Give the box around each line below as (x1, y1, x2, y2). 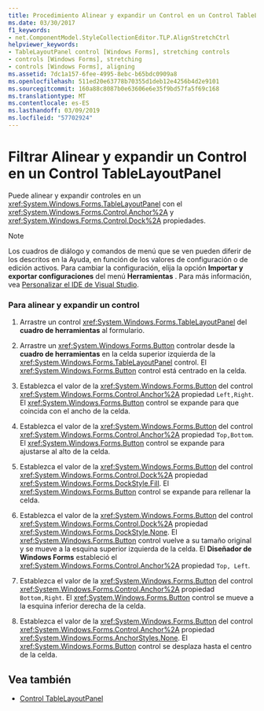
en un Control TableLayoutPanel (8, 165, 222, 183)
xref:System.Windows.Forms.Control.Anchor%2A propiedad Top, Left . (19, 561, 251, 571)
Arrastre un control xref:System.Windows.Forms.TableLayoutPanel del (19, 317, 247, 327)
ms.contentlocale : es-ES (8, 99, 90, 107)
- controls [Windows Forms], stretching (8, 56, 143, 64)
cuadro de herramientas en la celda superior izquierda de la (19, 350, 216, 359)
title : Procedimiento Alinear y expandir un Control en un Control (8, 11, 234, 20)
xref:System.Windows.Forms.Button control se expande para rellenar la (19, 487, 251, 497)
